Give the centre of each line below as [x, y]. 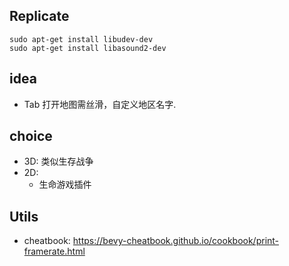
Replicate [39, 16]
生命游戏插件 [65, 185]
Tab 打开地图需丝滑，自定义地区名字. [100, 104]
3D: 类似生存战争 [58, 161]
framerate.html [54, 251]
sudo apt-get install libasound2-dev [88, 48]
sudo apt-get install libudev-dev [81, 39]
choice [31, 136]
